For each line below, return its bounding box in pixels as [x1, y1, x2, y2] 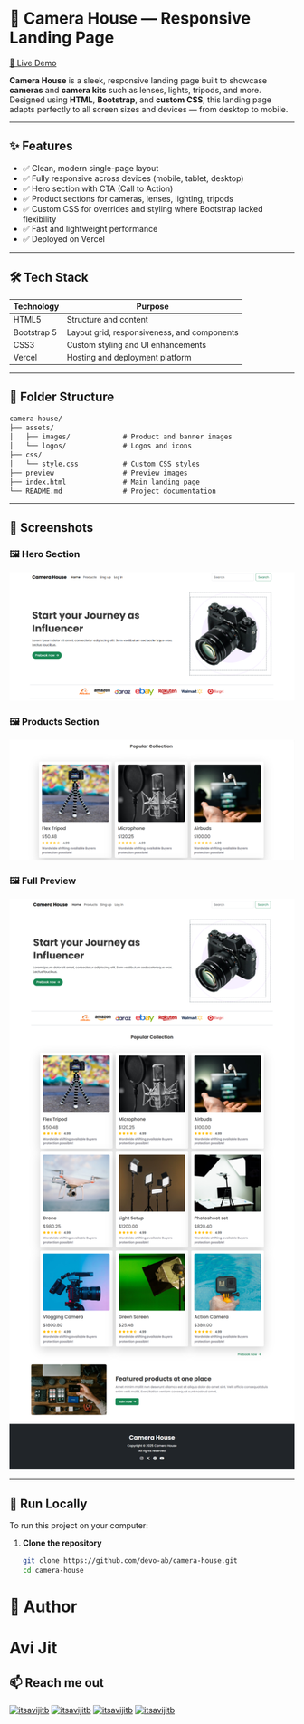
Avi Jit [9, 1638, 58, 1659]
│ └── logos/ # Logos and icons [9, 441, 193, 451]
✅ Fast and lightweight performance [22, 223, 158, 234]
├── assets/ [9, 423, 54, 433]
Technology [13, 301, 60, 312]
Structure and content [66, 314, 149, 325]
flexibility [22, 213, 57, 225]
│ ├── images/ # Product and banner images [9, 432, 233, 442]
